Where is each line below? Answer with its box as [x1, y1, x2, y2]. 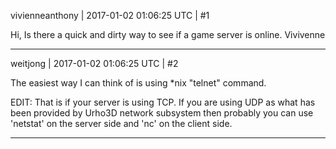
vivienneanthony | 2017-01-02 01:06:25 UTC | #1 [10, 10, 210, 21]
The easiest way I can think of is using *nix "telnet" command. [10, 77, 267, 89]
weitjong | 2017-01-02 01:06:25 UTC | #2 [10, 58, 179, 69]
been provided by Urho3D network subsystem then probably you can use [10, 107, 314, 119]
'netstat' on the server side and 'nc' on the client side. [10, 118, 233, 129]
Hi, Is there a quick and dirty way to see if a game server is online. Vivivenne [10, 29, 326, 40]
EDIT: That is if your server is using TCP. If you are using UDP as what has [10, 96, 316, 108]
